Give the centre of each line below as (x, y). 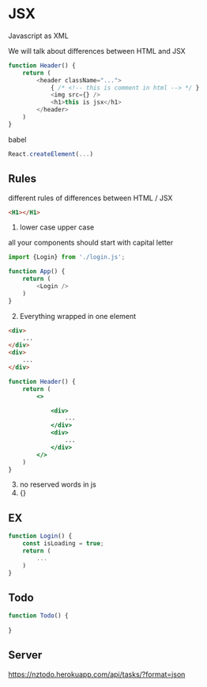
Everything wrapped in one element (78, 316)
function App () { (37, 271)
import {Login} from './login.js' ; (67, 257)
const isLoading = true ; (63, 544)
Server (25, 655)
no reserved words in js (58, 484)
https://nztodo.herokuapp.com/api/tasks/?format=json (97, 674)
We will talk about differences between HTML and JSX (97, 51)
